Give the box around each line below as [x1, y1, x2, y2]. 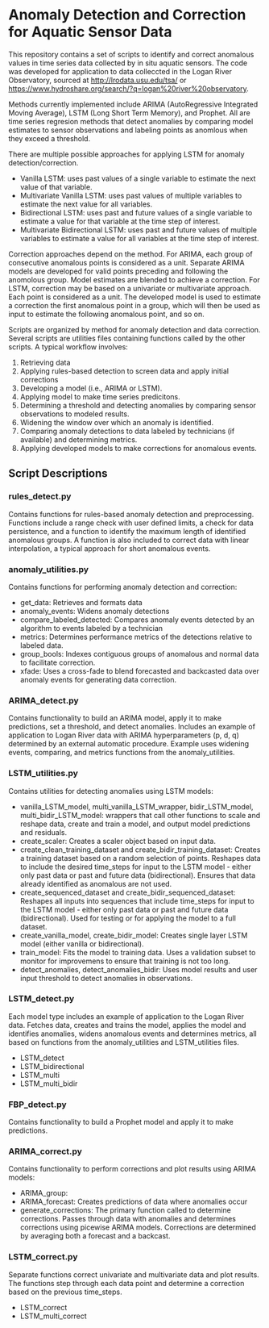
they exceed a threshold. [8, 133, 91, 143]
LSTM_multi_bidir [19, 1079, 78, 1088]
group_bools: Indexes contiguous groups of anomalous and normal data [19, 649, 259, 658]
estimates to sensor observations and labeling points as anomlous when [8, 125, 248, 135]
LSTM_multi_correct [19, 1311, 87, 1321]
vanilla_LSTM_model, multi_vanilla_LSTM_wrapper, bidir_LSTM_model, [19, 801, 254, 812]
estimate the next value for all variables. [19, 199, 153, 209]
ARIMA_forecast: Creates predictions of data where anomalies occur [19, 1196, 248, 1207]
